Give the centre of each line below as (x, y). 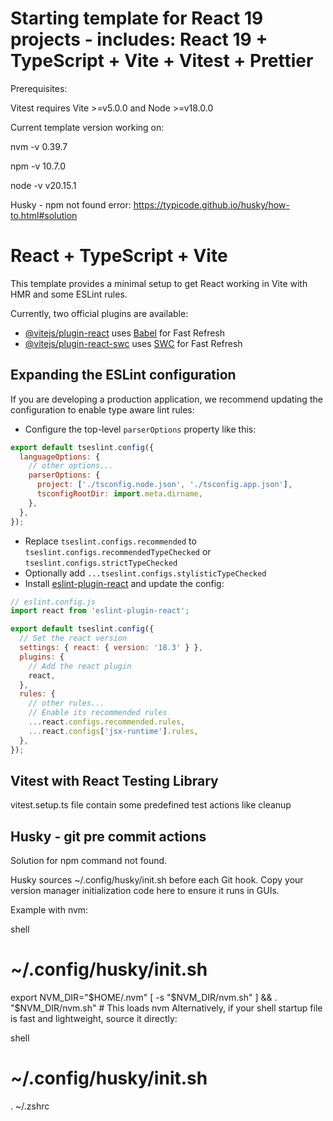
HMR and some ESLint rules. (69, 294)
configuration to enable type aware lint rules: (102, 409)
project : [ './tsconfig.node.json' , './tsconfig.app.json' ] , (164, 485)
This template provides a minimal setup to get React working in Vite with (159, 283)
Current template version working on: (87, 127)
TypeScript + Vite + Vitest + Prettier (162, 61)
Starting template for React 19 (137, 18)
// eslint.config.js (53, 602)
